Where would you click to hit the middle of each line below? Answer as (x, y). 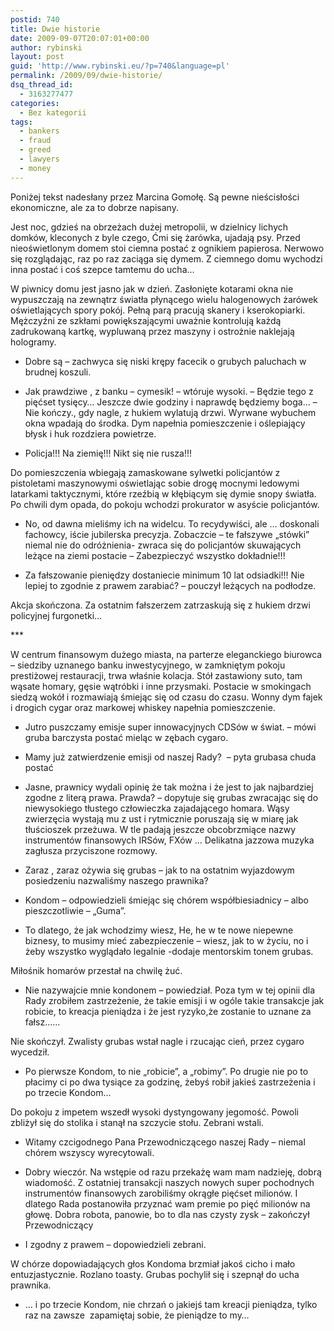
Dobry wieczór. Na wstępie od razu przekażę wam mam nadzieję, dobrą (173, 1172)
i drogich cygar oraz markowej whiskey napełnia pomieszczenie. (143, 707)
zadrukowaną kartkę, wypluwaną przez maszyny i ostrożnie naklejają (152, 331)
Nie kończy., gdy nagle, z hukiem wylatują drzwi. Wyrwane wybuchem (170, 412)
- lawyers (39, 159)
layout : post (37, 57)
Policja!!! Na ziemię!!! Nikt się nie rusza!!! (108, 453)
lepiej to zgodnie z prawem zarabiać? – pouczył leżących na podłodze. (170, 585)
